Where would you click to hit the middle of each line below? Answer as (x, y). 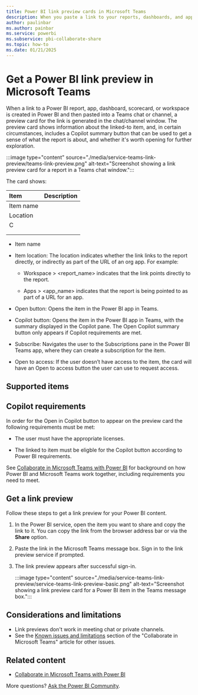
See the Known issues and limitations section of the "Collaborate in (96, 635)
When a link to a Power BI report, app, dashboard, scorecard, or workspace (98, 108)
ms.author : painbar (30, 28)
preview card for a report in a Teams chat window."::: (70, 169)
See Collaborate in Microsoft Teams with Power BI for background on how (96, 468)
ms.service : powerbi (32, 34)
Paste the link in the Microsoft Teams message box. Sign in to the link (99, 548)
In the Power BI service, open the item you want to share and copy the (100, 524)
